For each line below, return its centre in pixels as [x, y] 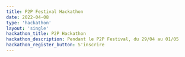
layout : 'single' [28, 28]
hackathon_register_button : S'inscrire [55, 45]
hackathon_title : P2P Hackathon [46, 34]
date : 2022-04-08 [28, 17]
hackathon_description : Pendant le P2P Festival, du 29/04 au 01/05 [92, 39]
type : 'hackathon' [29, 23]
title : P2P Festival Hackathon [45, 12]
